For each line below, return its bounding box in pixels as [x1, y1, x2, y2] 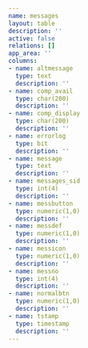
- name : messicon [8, 245, 66, 253]
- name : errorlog [8, 132, 66, 140]
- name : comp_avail [8, 86, 74, 95]
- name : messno [8, 267, 59, 275]
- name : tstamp [8, 312, 59, 320]
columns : [8, 57, 38, 65]
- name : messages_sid [8, 177, 81, 186]
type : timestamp [15, 320, 70, 328]
